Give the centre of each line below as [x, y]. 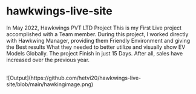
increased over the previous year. [48, 60]
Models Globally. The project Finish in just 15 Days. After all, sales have [95, 53]
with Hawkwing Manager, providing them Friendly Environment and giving [98, 40]
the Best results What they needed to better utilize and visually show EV [96, 47]
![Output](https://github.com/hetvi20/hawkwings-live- [74, 78]
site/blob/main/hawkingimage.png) [50, 84]
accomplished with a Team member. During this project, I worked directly [97, 34]
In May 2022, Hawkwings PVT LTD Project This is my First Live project [94, 28]
